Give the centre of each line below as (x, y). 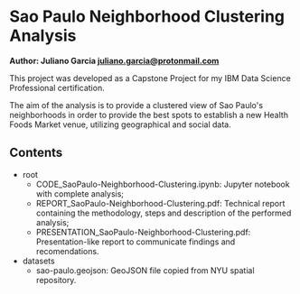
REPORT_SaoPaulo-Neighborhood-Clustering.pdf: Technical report (160, 203)
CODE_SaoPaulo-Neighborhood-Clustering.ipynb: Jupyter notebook (163, 184)
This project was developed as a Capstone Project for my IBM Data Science (150, 78)
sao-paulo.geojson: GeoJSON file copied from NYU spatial (145, 270)
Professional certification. (57, 87)
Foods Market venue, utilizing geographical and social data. (121, 124)
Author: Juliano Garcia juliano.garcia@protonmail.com (114, 60)
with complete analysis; (80, 193)
